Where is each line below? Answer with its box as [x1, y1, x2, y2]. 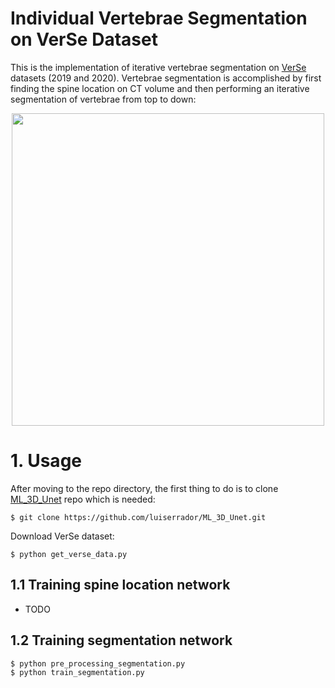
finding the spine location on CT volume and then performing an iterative [10, 82, 310, 94]
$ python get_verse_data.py [10, 549, 128, 559]
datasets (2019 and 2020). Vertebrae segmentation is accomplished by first [10, 72, 322, 84]
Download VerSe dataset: [10, 530, 115, 542]
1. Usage [10, 450, 82, 472]
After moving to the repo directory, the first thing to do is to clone [10, 482, 279, 494]
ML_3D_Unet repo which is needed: [10, 493, 156, 505]
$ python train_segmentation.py [10, 667, 145, 677]
